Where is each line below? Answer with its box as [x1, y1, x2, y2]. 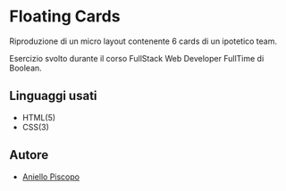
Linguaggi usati [9, 88, 97, 104]
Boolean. [9, 62, 42, 73]
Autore [9, 147, 49, 162]
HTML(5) [21, 112, 56, 122]
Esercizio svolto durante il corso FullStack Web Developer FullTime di [9, 53, 265, 63]
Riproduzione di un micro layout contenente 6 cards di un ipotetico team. [9, 36, 278, 46]
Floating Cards [9, 6, 121, 27]
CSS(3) [21, 121, 49, 132]
